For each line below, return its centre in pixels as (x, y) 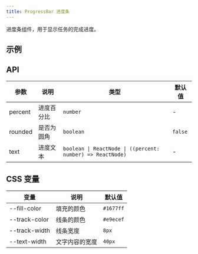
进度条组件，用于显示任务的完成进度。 (52, 29)
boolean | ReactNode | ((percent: (111, 149)
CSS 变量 (23, 179)
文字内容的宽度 (76, 242)
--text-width (28, 241)
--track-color (29, 219)
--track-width (29, 230)
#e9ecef (114, 219)
